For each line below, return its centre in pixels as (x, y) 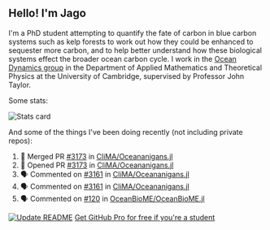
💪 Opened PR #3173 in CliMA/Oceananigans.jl (97, 165)
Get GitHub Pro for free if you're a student (145, 217)
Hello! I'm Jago (48, 13)
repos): (20, 141)
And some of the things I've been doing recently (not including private (126, 132)
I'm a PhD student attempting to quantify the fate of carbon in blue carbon (133, 33)
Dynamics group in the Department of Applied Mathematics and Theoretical (135, 67)
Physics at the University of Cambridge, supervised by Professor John (126, 76)
